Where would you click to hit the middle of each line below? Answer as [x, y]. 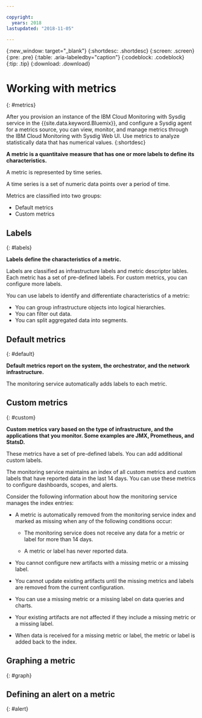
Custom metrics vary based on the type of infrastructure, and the [90, 429]
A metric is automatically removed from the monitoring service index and [105, 515]
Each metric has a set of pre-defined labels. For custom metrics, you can [97, 278]
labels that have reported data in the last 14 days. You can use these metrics [101, 478]
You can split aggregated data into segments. [71, 320]
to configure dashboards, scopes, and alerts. [62, 484]
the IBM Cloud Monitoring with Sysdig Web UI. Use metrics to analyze [93, 136]
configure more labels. [34, 284]
